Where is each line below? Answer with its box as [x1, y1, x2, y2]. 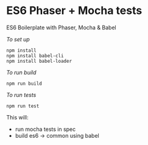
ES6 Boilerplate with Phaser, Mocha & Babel [6, 24, 117, 31]
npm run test [6, 103, 40, 109]
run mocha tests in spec [15, 126, 76, 133]
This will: [6, 113, 29, 121]
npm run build [6, 80, 43, 87]
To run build [6, 68, 37, 76]
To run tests [6, 91, 37, 98]
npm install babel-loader [6, 58, 72, 64]
